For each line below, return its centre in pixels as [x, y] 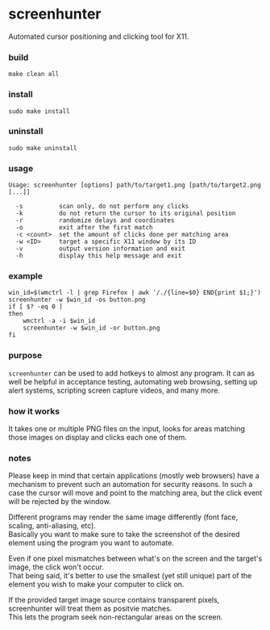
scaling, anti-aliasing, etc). [52, 526]
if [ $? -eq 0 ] [35, 307]
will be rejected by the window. [60, 502]
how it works [34, 411]
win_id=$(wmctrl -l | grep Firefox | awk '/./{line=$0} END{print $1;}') [135, 293]
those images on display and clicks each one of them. [98, 438]
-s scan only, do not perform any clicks [102, 207]
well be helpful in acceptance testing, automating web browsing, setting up [133, 381]
